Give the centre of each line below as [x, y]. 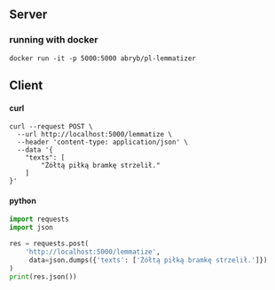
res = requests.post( [49, 244]
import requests [39, 219]
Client [26, 86]
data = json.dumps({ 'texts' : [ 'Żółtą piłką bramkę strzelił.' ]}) [148, 260]
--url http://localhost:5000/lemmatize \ [95, 135]
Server [28, 15]
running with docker [54, 40]
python [23, 200]
